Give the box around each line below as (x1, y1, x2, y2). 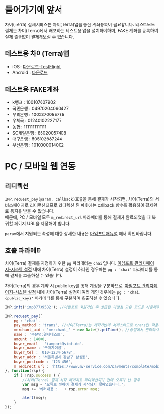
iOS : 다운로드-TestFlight (12, 63, 61, 69)
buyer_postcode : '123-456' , (14, 359, 73, 364)
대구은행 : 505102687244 (12, 136, 62, 142)
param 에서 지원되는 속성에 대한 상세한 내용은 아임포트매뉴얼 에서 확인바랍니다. (5, 230, 153, 236)
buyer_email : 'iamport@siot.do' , (14, 341, 84, 346)
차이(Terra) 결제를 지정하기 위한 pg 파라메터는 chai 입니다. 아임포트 (5, 260, 133, 266)
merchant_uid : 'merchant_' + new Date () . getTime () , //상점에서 (14, 327, 143, 332)
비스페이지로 (5, 202, 29, 208)
